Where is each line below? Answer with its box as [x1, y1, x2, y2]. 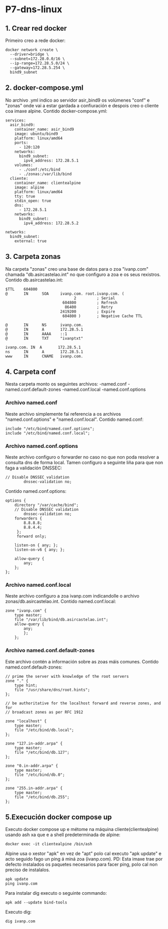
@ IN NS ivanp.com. [5, 322, 83, 327]
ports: [14, 140, 29, 145]
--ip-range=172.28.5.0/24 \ [10, 61, 70, 66]
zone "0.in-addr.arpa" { [5, 763, 58, 768]
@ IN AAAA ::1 [5, 331, 67, 337]
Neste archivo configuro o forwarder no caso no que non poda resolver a [5, 454, 159, 460]
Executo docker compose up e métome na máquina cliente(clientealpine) [5, 826, 159, 832]
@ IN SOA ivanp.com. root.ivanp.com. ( [5, 291, 125, 296]
